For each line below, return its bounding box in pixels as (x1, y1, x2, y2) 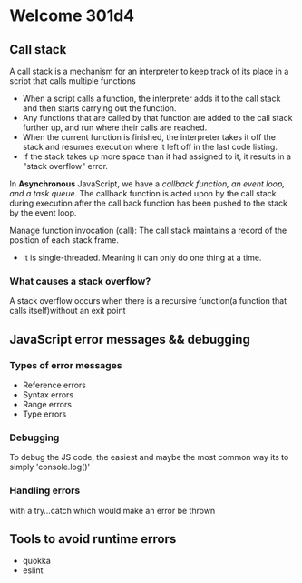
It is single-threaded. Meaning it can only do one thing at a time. (22, 252, 262, 263)
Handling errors (9, 484, 81, 497)
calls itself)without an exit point (9, 306, 126, 317)
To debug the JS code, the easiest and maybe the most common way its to (9, 452, 289, 463)
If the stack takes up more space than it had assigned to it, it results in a (22, 151, 292, 162)
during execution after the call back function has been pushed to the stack (9, 197, 288, 208)
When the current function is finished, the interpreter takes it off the (22, 132, 277, 142)
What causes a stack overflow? (9, 275, 151, 287)
